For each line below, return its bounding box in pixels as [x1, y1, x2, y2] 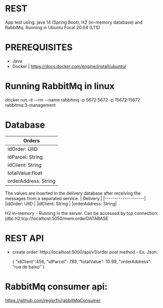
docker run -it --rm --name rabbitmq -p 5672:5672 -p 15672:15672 [5, 97, 140, 103]
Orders [23, 137, 40, 144]
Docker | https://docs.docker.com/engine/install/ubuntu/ [12, 63, 127, 69]
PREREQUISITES [5, 42, 73, 53]
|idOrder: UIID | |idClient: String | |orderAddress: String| [5, 201, 117, 206]
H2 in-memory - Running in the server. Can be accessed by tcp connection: [5, 210, 159, 216]
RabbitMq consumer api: [5, 281, 108, 292]
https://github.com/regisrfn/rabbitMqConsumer [5, 297, 101, 303]
